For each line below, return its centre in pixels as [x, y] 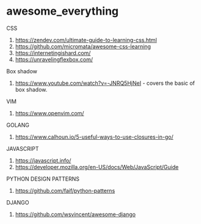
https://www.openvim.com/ [49, 113]
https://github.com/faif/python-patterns [65, 190]
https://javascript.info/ [43, 161]
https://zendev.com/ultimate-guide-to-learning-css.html [86, 40]
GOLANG [18, 125]
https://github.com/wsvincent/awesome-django [75, 214]
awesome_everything [63, 11]
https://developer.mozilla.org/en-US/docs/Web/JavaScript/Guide [97, 167]
